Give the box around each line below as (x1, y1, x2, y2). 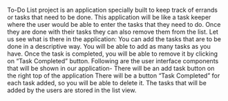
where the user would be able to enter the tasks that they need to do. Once (7, 21, 221, 28)
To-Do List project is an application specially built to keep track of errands (7, 6, 218, 14)
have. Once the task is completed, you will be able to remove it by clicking (7, 49, 218, 58)
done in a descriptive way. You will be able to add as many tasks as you (7, 43, 211, 50)
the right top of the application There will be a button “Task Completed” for (7, 71, 220, 80)
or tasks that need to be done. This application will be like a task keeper (7, 13, 211, 21)
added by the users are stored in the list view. (7, 86, 137, 94)
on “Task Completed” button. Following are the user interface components (7, 57, 219, 65)
